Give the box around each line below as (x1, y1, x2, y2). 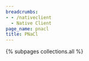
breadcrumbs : (5, 8, 38, 15)
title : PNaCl (5, 31, 38, 37)
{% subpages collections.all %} (5, 48, 84, 55)
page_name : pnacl (5, 25, 49, 32)
